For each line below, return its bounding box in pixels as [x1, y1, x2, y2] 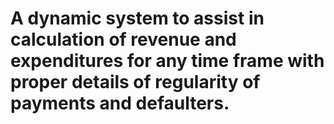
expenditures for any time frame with [10, 50, 325, 72]
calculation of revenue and [10, 28, 237, 51]
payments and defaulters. [10, 92, 230, 115]
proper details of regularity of [10, 71, 261, 94]
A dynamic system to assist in [10, 7, 265, 30]
